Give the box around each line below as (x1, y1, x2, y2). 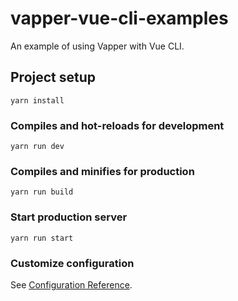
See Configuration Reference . (10, 278, 133, 291)
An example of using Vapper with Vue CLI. (10, 40, 185, 52)
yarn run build (10, 187, 74, 197)
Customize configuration (10, 256, 135, 270)
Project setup (10, 69, 97, 86)
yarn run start (10, 233, 74, 243)
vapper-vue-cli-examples (10, 7, 229, 30)
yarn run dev (10, 142, 65, 152)
